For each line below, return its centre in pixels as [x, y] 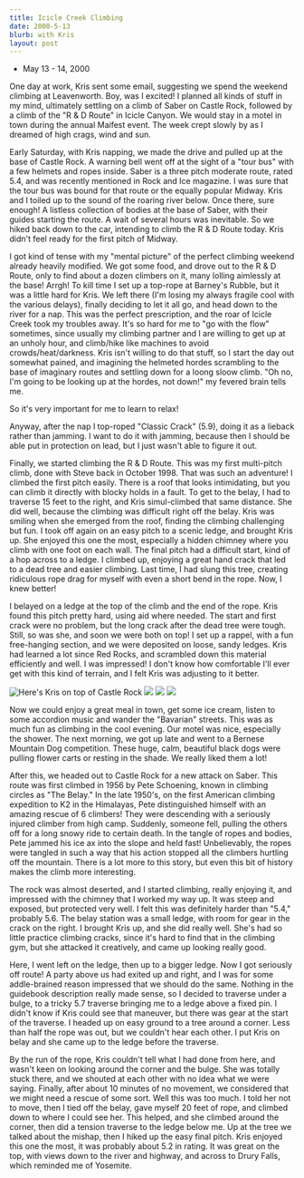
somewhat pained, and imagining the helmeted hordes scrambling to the [144, 363]
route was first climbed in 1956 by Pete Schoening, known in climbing [139, 785]
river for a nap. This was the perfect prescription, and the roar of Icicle [141, 315]
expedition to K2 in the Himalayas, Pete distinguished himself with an [138, 804]
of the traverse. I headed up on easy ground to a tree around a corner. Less [150, 1023]
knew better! [33, 589]
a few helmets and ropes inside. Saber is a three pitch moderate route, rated [151, 171]
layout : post [34, 43]
